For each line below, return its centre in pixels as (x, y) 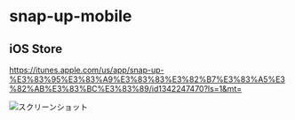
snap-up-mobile (71, 16)
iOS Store (36, 49)
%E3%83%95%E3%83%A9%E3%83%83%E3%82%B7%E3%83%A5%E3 (147, 79)
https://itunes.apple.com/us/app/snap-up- (87, 70)
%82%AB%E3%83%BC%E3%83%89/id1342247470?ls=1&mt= (126, 89)
